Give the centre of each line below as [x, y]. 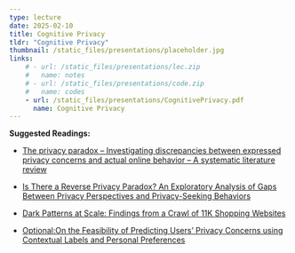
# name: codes [56, 91]
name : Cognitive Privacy [79, 108]
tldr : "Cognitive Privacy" [59, 42]
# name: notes [56, 75]
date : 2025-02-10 [41, 26]
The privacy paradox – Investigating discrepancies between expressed [151, 151]
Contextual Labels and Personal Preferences [104, 240]
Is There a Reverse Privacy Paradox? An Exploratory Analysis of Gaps [149, 186]
